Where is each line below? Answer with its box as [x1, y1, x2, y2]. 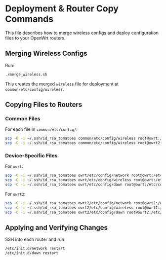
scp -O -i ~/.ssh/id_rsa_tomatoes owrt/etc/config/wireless [5, 178, 132, 183]
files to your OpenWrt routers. [5, 35, 66, 41]
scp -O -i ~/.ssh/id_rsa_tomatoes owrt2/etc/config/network [5, 200, 132, 205]
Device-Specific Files [5, 152, 58, 159]
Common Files [5, 115, 41, 122]
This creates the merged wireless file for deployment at [5, 81, 119, 87]
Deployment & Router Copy [5, 3, 119, 14]
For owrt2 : [5, 191, 26, 197]
